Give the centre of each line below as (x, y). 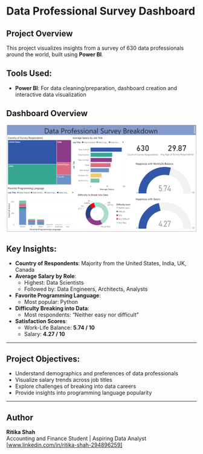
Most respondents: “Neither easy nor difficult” (81, 315)
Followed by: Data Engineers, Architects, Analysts (86, 289)
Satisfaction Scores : (41, 321)
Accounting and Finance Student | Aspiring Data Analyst (76, 439)
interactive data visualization (50, 94)
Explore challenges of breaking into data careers (76, 386)
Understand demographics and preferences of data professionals (96, 373)
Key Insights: (32, 249)
